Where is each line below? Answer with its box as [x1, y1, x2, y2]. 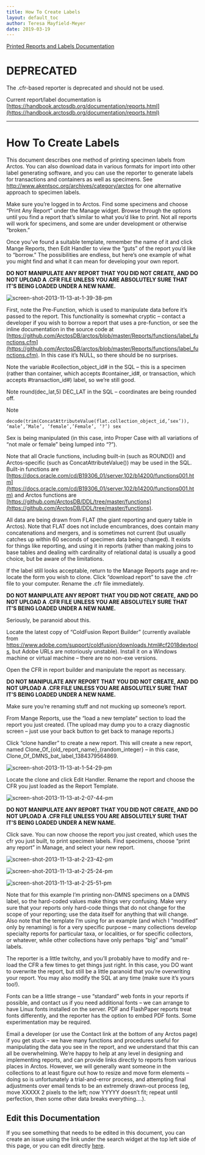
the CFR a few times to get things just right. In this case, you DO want [18, 962, 193, 969]
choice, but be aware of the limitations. [6, 555, 105, 563]
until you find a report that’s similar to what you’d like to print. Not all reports [6, 214, 197, 221]
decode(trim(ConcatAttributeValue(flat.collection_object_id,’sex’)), [6, 419, 190, 425]
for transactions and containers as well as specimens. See [6, 176, 153, 183]
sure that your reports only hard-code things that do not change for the [6, 904, 185, 912]
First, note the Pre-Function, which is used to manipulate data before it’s [6, 306, 188, 314]
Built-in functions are [6, 466, 59, 473]
